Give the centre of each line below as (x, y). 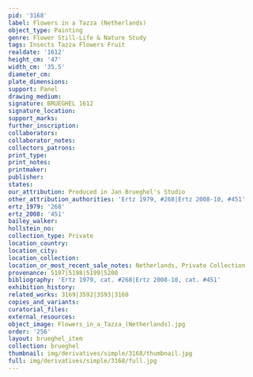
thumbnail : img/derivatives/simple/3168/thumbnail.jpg (100, 354)
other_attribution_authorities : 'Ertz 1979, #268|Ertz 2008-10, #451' (127, 199)
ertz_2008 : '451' (37, 214)
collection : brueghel (44, 346)
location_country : (38, 243)
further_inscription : (44, 126)
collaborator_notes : (42, 140)
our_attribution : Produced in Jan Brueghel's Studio (97, 192)
